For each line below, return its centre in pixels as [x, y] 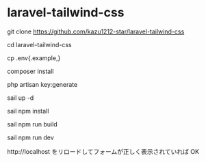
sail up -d [21, 98]
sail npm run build [32, 124]
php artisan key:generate [42, 84]
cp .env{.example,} [34, 58]
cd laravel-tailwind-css [39, 44]
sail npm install [28, 111]
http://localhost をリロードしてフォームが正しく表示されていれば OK [103, 151]
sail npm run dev [31, 137]
